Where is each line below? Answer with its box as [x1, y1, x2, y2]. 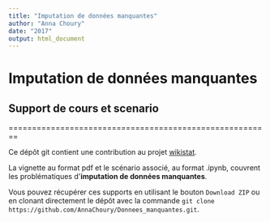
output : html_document [8, 34, 85, 43]
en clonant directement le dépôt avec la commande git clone [8, 196, 215, 206]
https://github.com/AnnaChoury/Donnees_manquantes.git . [8, 204, 200, 215]
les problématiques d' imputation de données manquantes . [8, 172, 208, 181]
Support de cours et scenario [8, 101, 160, 115]
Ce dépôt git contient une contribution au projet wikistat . [8, 147, 197, 157]
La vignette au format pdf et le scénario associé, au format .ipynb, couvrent [8, 163, 261, 173]
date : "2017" [8, 27, 53, 35]
